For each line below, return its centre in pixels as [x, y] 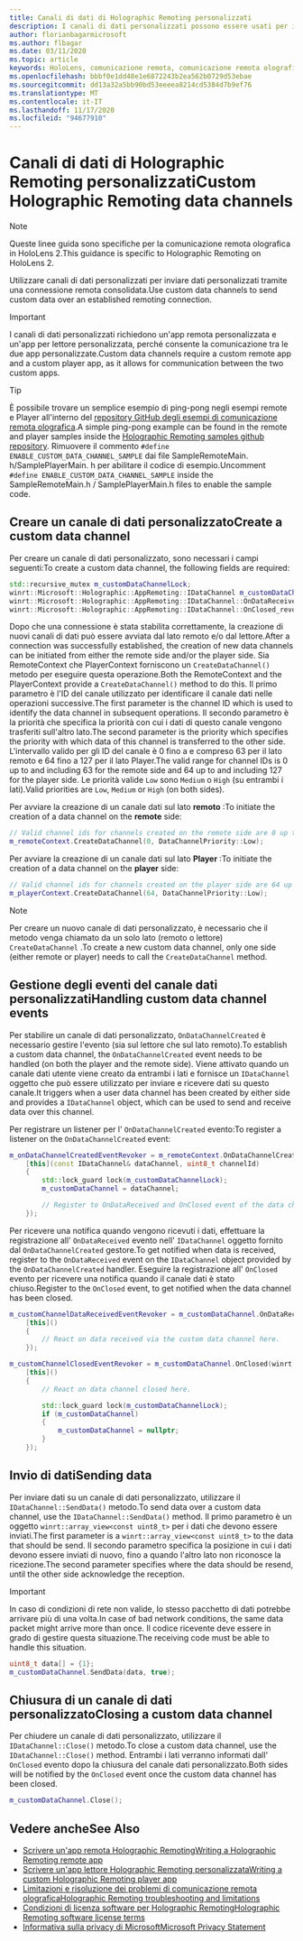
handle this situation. [48, 1647]
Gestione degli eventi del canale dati [114, 985]
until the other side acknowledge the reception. [97, 1574]
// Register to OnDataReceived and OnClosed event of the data [163, 1205]
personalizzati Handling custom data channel [138, 999]
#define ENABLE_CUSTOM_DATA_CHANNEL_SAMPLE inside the [111, 475]
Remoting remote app [63, 1860]
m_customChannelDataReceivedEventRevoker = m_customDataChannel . [134, 1314]
